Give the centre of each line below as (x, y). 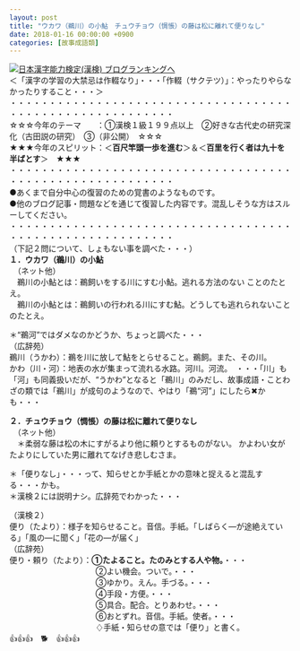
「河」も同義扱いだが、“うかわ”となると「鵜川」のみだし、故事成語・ (138, 380)
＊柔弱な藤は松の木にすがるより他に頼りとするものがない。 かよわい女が (151, 444)
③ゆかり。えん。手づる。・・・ (154, 583)
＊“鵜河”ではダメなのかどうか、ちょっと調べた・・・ (107, 335)
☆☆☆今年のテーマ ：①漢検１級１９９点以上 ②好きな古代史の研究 (146, 126)
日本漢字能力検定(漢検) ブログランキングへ (97, 69)
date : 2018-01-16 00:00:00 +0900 (72, 34)
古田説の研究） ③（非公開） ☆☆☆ (94, 136)
